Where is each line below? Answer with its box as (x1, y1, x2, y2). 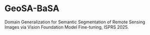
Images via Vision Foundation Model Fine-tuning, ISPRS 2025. (4, 24, 129, 30)
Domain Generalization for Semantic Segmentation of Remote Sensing (4, 19, 146, 25)
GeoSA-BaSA (4, 3, 59, 14)
